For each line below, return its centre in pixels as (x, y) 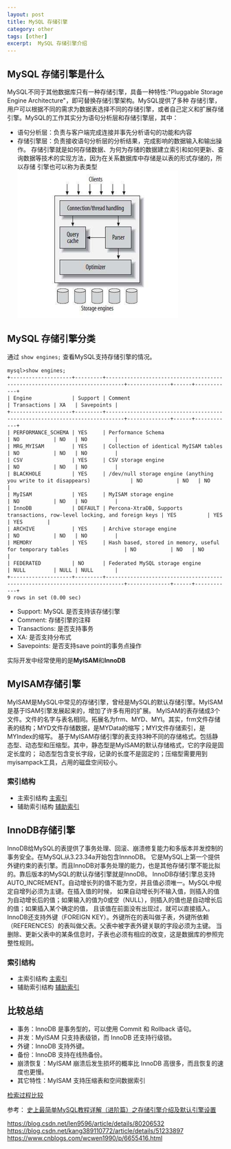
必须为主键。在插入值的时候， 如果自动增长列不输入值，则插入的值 (125, 891)
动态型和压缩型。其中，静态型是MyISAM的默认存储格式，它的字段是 (121, 745)
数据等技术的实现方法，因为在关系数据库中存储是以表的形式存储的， (120, 158)
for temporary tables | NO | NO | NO (106, 549)
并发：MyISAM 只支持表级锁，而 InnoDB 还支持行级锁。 (96, 1037)
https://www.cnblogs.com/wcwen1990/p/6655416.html (85, 1138)
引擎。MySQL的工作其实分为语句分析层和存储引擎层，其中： (93, 118)
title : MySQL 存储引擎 (37, 22)
